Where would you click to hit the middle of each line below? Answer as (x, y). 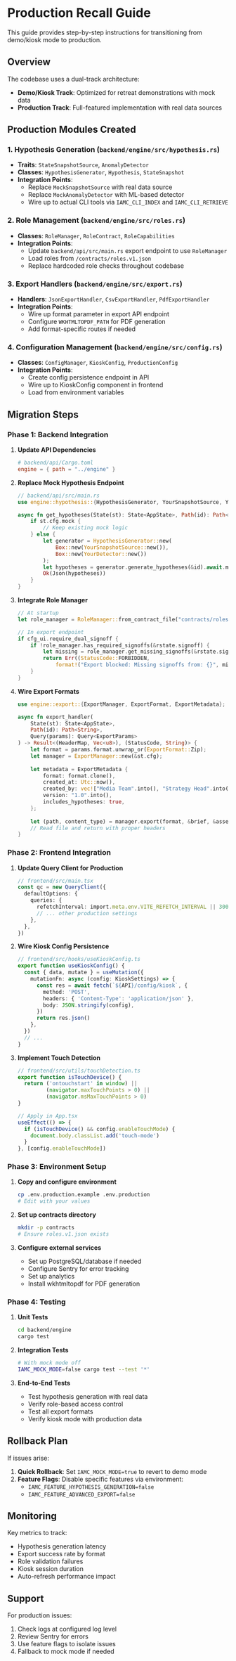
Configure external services (59, 1247)
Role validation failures (50, 1561)
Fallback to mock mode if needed (66, 1652)
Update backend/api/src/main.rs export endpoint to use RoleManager (127, 250)
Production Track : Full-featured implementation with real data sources (120, 108)
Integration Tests (43, 1350)
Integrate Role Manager (52, 600)
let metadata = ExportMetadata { (79, 769)
